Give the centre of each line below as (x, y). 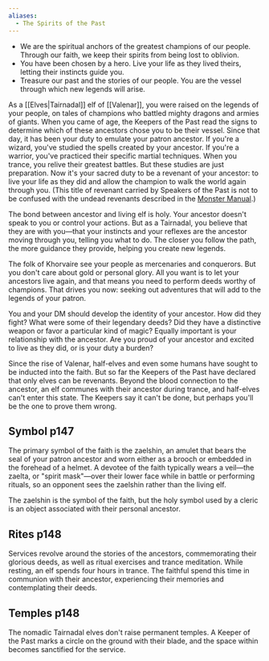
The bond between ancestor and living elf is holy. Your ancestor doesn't (127, 214)
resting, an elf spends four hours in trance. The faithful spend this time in (129, 571)
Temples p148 (44, 613)
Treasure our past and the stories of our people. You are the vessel (131, 80)
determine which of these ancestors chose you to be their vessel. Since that (134, 130)
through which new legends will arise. (83, 88)
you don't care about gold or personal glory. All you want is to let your (124, 272)
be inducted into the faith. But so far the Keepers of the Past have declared (132, 372)
